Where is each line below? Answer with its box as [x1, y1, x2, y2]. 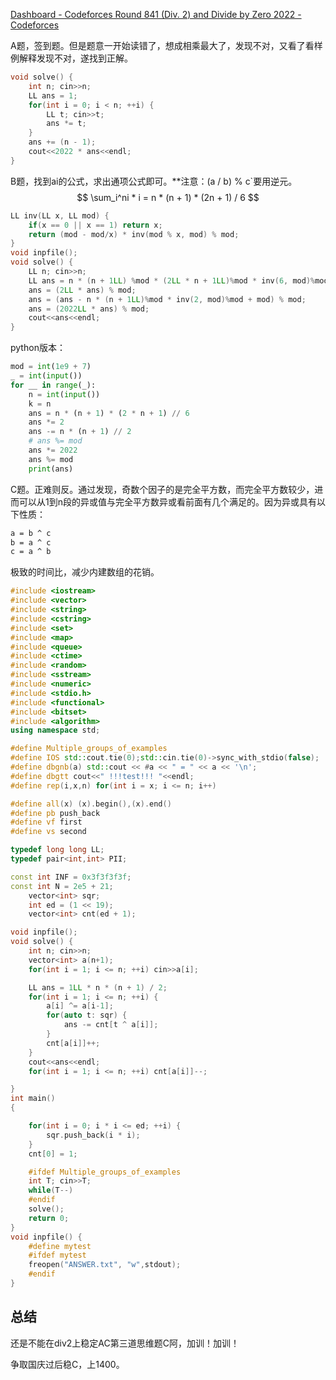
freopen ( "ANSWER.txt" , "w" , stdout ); [28, 1260, 182, 1270]
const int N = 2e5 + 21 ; [10, 881, 114, 891]
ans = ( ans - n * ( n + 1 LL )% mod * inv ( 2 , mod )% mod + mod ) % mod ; [28, 294, 307, 304]
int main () [10, 1094, 56, 1104]
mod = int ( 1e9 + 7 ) [10, 362, 92, 372]
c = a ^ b [10, 547, 52, 557]
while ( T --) [28, 1185, 74, 1196]
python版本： [10, 342, 66, 354]
